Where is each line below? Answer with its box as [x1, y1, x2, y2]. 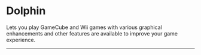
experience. [6, 36, 36, 43]
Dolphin [6, 4, 46, 18]
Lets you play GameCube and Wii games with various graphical [6, 24, 163, 31]
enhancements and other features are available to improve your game [6, 30, 178, 37]
